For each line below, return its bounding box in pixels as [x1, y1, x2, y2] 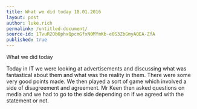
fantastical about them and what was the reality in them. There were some [6, 72, 192, 78]
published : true [6, 37, 47, 43]
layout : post [6, 14, 39, 20]
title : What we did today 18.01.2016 [6, 8, 102, 15]
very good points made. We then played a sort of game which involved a [6, 78, 187, 85]
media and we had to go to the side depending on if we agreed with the [6, 91, 184, 98]
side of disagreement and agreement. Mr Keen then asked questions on [6, 84, 185, 91]
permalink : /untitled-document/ [6, 25, 88, 32]
